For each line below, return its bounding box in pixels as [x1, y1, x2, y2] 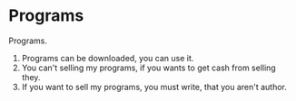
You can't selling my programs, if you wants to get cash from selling [21, 62, 276, 73]
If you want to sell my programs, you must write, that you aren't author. [21, 81, 288, 92]
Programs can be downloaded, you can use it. [21, 52, 194, 63]
